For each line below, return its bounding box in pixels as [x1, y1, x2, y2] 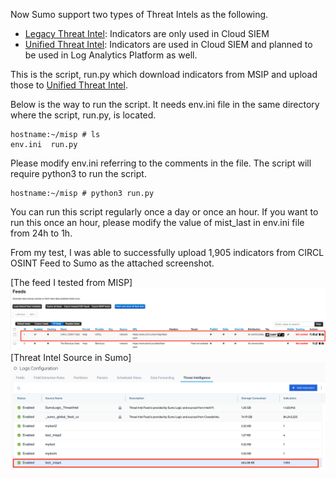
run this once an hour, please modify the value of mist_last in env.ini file [10, 217, 305, 228]
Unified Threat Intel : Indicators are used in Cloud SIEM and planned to [24, 39, 313, 50]
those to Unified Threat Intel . [10, 79, 128, 91]
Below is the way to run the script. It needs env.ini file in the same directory [10, 99, 320, 110]
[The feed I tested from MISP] [10, 277, 133, 288]
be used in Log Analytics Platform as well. [24, 49, 198, 61]
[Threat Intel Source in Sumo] [10, 351, 132, 363]
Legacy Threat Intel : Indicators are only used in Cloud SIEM [24, 28, 270, 39]
